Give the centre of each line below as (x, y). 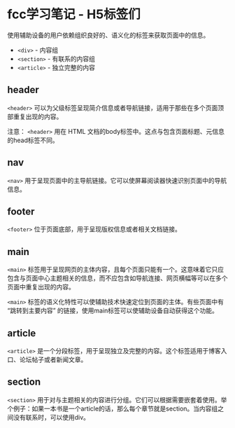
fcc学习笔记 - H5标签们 (74, 14)
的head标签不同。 (33, 140)
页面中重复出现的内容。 (41, 287)
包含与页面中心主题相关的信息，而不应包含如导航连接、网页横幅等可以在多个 (117, 278)
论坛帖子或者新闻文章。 (53, 359)
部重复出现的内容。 (35, 116)
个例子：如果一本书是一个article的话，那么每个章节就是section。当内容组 (113, 408)
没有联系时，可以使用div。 (51, 417)
